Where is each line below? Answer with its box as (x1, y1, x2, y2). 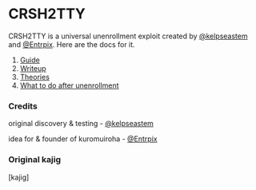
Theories (19, 72, 50, 81)
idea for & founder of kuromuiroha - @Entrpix (8, 134, 158, 144)
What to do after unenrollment (19, 81, 119, 90)
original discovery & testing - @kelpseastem (8, 119, 154, 129)
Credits (8, 101, 38, 112)
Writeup (19, 63, 46, 73)
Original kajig (8, 154, 62, 165)
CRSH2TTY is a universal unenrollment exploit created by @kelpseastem (8, 31, 248, 41)
